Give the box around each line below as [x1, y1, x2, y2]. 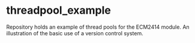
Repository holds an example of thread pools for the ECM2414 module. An [6, 23, 190, 30]
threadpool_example [6, 4, 111, 17]
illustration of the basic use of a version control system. [6, 29, 143, 36]
